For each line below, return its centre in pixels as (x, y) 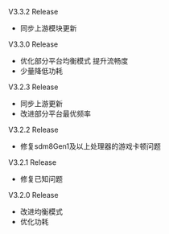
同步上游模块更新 (48, 28)
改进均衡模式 (41, 211)
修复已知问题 (41, 179)
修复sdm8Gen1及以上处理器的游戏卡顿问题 (90, 146)
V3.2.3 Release (33, 87)
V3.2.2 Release (33, 129)
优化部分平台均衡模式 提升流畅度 (74, 61)
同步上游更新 (41, 103)
